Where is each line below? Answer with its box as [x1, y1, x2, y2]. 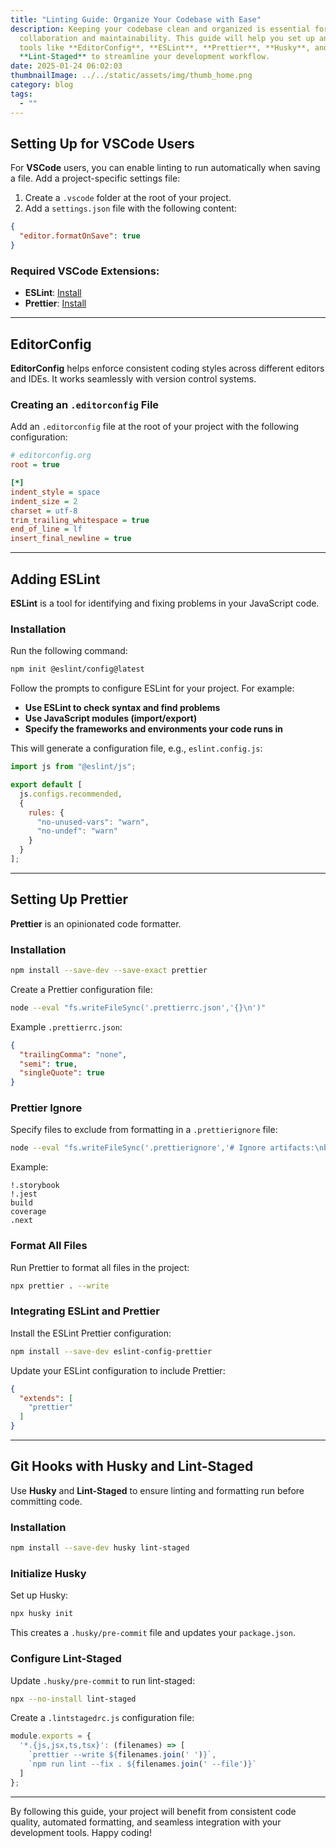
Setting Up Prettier [10, 891, 129, 908]
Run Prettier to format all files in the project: [10, 1261, 190, 1273]
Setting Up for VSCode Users [10, 135, 195, 152]
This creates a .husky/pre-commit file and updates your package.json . [10, 1627, 296, 1639]
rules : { [28, 807, 65, 818]
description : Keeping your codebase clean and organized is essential [10, 24, 311, 34]
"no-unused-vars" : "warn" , [36, 817, 150, 827]
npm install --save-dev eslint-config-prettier [10, 1346, 213, 1356]
